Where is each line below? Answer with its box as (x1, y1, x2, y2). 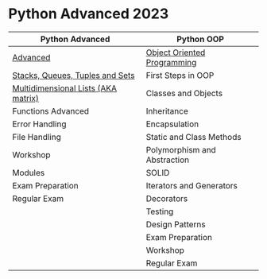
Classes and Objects (145, 87, 223, 99)
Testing (145, 206, 174, 217)
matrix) (12, 92, 40, 103)
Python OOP (176, 33, 225, 45)
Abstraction (145, 154, 190, 165)
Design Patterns (145, 219, 206, 230)
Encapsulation (145, 118, 199, 130)
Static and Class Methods (145, 131, 242, 142)
